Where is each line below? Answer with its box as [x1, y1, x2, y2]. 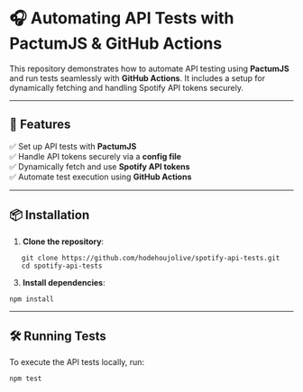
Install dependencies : [22, 277, 106, 287]
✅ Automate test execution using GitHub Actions [9, 171, 192, 182]
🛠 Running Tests [9, 328, 106, 343]
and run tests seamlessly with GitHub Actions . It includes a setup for [9, 72, 266, 83]
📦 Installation [9, 207, 90, 223]
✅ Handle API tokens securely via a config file [9, 150, 182, 161]
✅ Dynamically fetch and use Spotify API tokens [9, 160, 191, 172]
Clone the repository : [22, 236, 105, 247]
